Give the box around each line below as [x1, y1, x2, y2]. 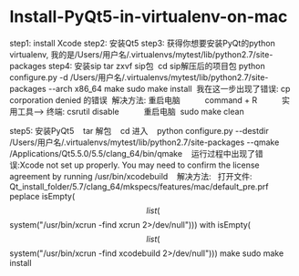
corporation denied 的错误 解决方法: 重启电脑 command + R [9, 94, 258, 106]
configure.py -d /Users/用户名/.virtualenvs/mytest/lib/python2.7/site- [9, 71, 269, 83]
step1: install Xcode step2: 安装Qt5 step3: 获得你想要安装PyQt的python [9, 37, 276, 48]
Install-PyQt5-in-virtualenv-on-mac [9, 6, 288, 27]
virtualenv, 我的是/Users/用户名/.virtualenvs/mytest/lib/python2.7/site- [9, 48, 273, 60]
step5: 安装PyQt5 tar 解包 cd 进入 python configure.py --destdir [9, 125, 269, 136]
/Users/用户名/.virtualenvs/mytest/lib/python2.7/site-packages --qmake [9, 137, 280, 148]
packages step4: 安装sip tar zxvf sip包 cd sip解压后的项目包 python [9, 60, 266, 71]
